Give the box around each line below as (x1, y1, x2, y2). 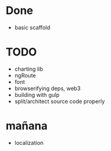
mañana (5, 119, 48, 133)
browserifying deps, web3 (14, 85, 81, 92)
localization (14, 139, 44, 146)
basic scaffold (14, 24, 51, 31)
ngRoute (14, 71, 36, 79)
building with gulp (14, 91, 60, 98)
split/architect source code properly (14, 97, 105, 105)
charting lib (14, 65, 43, 72)
